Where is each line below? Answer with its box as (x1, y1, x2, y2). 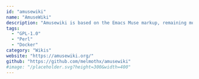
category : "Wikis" (6, 48, 52, 53)
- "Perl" (11, 36, 33, 42)
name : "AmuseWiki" (6, 14, 52, 20)
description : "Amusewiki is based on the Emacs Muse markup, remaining (6, 20, 187, 26)
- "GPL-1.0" (11, 31, 41, 37)
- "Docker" (11, 42, 38, 48)
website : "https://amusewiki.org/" (6, 53, 94, 59)
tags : (6, 25, 20, 31)
